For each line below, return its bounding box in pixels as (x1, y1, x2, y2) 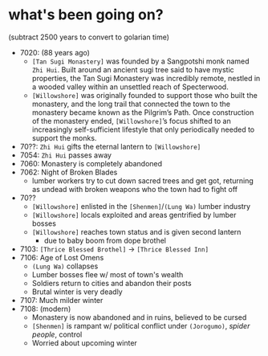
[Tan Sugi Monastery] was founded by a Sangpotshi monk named (31, 56, 250, 66)
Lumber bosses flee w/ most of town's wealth (31, 269, 184, 279)
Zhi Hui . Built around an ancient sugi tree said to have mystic (31, 64, 234, 74)
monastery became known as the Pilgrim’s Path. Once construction (31, 107, 254, 117)
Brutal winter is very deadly (31, 287, 123, 297)
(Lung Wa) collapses (31, 261, 99, 271)
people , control (31, 329, 83, 339)
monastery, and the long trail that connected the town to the (31, 99, 231, 108)
